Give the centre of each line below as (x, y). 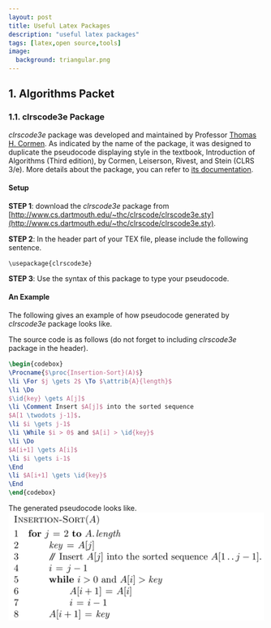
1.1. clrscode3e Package (57, 117)
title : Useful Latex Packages (60, 26)
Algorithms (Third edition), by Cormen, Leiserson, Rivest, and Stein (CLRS (131, 160)
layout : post (30, 17)
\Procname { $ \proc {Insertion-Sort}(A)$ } (76, 372)
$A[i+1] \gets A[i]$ (43, 450)
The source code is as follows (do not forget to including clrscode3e (123, 340)
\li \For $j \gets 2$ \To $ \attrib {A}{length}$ (90, 381)
